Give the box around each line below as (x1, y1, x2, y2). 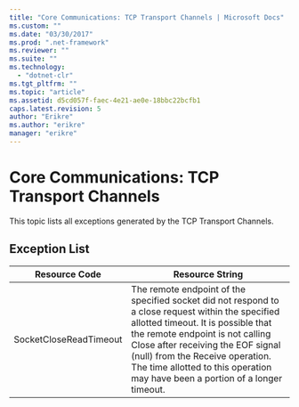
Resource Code (34, 268, 102, 281)
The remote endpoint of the (131, 282, 246, 295)
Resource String (173, 268, 244, 281)
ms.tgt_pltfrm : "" (9, 79, 77, 88)
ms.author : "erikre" (9, 121, 86, 130)
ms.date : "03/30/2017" (9, 29, 93, 38)
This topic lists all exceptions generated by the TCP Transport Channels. (9, 216, 274, 226)
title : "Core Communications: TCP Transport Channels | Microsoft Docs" (9, 12, 285, 22)
